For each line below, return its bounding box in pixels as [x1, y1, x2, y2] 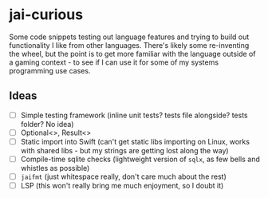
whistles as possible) [20, 164, 90, 172]
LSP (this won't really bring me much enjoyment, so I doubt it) [20, 181, 224, 191]
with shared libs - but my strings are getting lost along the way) [20, 145, 230, 155]
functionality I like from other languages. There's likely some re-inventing [9, 40, 250, 49]
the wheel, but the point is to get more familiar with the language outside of [9, 49, 256, 58]
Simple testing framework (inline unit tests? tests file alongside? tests [20, 110, 248, 120]
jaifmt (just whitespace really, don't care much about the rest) [20, 172, 227, 181]
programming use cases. [9, 65, 91, 75]
